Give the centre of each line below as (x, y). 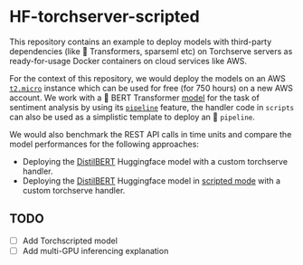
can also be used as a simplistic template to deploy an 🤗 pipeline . (133, 117)
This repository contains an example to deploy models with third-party (141, 42)
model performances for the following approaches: (104, 144)
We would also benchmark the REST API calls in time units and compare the (151, 134)
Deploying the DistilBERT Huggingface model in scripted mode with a (151, 180)
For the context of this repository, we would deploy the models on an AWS (148, 78)
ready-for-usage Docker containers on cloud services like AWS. (128, 61)
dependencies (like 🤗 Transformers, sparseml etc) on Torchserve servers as (151, 51)
